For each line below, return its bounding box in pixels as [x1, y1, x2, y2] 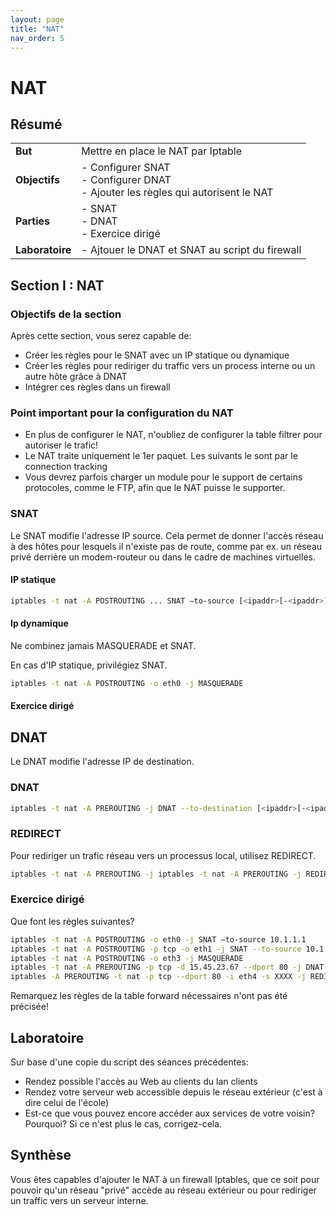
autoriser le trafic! [24, 439, 99, 451]
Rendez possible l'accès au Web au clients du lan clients [24, 1076, 258, 1088]
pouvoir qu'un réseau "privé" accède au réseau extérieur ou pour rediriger [10, 1184, 317, 1196]
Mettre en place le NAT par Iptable [81, 144, 242, 158]
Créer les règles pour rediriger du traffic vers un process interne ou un [24, 360, 316, 372]
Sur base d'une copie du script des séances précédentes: [10, 1056, 249, 1068]
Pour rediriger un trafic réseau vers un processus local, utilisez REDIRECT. [10, 849, 317, 861]
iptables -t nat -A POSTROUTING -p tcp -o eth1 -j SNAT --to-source [10, 944, 302, 954]
